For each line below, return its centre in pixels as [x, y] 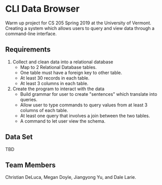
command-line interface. [31, 33]
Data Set [19, 137]
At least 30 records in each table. [55, 78]
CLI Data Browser [43, 9]
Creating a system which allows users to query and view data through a [80, 28]
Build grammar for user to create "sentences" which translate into [89, 94]
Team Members [30, 165]
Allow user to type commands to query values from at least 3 [84, 105]
